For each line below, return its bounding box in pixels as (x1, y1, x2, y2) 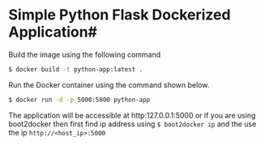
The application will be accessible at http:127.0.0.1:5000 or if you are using (8, 110, 256, 120)
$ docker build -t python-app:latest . (8, 65, 143, 74)
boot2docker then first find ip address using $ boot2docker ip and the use (8, 119, 257, 129)
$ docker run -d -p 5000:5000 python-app (8, 96, 151, 104)
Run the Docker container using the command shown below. (8, 79, 210, 90)
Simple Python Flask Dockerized (8, 6, 231, 24)
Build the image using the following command (8, 49, 161, 59)
